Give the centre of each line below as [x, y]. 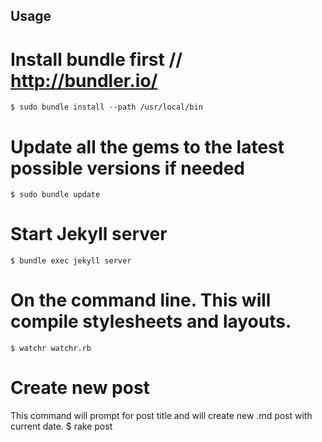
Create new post [80, 388]
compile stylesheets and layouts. [151, 321]
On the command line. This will [141, 300]
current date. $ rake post [61, 426]
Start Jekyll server [89, 234]
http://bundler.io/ [84, 80]
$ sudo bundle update [55, 195]
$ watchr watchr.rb [51, 349]
